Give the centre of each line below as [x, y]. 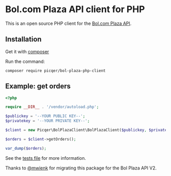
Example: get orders [38, 86]
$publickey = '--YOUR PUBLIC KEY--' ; [45, 116]
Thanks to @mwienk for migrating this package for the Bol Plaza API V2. [81, 168]
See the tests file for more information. [46, 158]
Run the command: [25, 61]
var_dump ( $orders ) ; [26, 148]
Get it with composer [27, 51]
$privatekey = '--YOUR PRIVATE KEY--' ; [48, 121]
